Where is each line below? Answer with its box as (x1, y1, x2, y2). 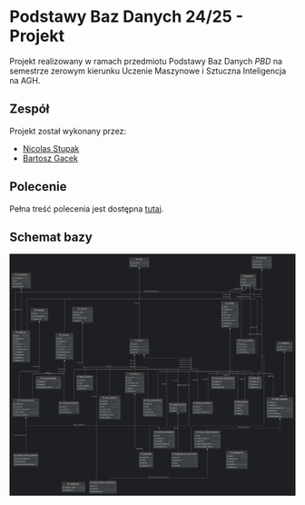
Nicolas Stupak (22, 143, 80, 153)
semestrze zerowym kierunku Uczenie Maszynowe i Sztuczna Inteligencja (9, 65, 287, 76)
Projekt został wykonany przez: (9, 125, 127, 136)
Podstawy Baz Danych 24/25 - (9, 6, 243, 27)
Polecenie (9, 179, 67, 194)
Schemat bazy (9, 229, 93, 244)
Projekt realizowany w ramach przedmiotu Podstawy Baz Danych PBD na (9, 55, 283, 66)
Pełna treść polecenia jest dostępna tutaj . (9, 203, 164, 214)
